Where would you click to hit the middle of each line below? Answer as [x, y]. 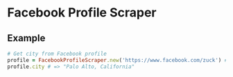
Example [26, 38]
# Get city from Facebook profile [57, 54]
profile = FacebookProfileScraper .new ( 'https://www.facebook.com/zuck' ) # [118, 60]
